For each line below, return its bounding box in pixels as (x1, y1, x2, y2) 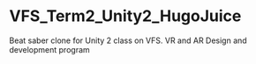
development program (9, 44, 90, 54)
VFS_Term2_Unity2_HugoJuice (9, 6, 242, 26)
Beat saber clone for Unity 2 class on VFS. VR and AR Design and (9, 35, 247, 46)
